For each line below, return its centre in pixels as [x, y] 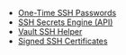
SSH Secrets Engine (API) [65, 22]
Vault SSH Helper [50, 31]
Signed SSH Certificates [63, 41]
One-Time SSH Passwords [67, 13]
